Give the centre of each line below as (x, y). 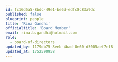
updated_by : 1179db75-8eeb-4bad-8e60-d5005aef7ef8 (59, 47)
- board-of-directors (32, 42)
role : (11, 38)
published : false (23, 14)
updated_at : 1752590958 (30, 51)
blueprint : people (24, 19)
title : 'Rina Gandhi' (28, 24)
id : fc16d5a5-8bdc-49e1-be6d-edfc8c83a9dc (50, 10)
